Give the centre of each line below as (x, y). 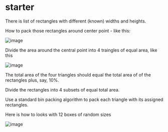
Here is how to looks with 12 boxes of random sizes (58, 114)
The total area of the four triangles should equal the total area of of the (78, 74)
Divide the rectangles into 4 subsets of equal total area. (62, 89)
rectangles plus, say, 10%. (32, 80)
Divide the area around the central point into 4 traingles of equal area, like (81, 50)
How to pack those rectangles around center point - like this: (68, 30)
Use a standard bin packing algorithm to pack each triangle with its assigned (84, 99)
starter (20, 7)
